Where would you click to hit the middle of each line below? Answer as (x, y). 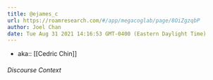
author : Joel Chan (34, 27)
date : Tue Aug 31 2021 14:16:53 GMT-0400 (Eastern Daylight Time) (107, 34)
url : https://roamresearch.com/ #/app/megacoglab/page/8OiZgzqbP (104, 21)
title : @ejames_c (33, 14)
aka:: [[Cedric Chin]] (47, 54)
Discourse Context (34, 70)
